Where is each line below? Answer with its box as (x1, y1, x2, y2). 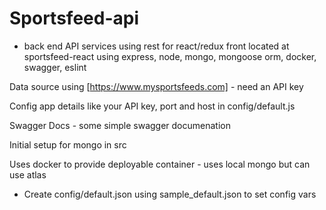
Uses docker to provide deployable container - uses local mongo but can (9, 158, 311, 170)
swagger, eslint (23, 61, 87, 73)
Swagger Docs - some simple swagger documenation (9, 119, 231, 131)
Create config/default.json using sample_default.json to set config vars (23, 188, 317, 200)
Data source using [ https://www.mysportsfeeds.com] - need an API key (9, 80, 304, 92)
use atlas (9, 168, 47, 181)
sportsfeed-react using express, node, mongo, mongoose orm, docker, (23, 50, 317, 62)
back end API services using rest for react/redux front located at (23, 40, 290, 52)
